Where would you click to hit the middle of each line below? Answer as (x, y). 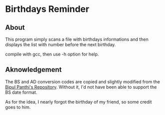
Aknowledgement (34, 70)
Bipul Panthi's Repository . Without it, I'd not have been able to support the (81, 87)
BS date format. (21, 92)
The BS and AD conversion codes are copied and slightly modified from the (83, 82)
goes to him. (18, 107)
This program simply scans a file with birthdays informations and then (77, 39)
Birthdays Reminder (47, 9)
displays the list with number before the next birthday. (61, 45)
